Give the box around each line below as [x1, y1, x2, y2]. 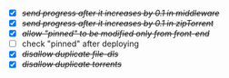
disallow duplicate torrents [21, 59, 122, 70]
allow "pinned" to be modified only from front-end [21, 28, 210, 39]
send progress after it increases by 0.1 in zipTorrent [21, 18, 214, 29]
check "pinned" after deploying [21, 38, 140, 49]
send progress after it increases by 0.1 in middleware [21, 8, 220, 18]
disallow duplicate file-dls [21, 49, 119, 60]
